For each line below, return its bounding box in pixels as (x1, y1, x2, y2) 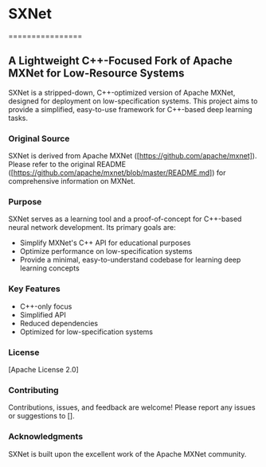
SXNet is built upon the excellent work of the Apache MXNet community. (8, 449, 247, 458)
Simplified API (19, 309, 66, 319)
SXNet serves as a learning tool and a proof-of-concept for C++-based (8, 214, 242, 224)
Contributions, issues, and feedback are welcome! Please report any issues (8, 403, 256, 412)
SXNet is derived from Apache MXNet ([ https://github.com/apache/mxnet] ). (8, 151, 257, 161)
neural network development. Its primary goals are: (8, 223, 177, 232)
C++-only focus (19, 302, 72, 311)
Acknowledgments (8, 431, 84, 442)
